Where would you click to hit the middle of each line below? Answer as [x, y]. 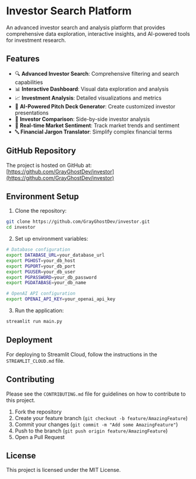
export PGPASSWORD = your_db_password [51, 277]
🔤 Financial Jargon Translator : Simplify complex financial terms [93, 132]
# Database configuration [38, 250]
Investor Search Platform [69, 11]
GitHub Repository [41, 151]
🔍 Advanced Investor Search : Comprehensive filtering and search [97, 73]
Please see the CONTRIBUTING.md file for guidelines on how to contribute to [96, 394]
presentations [31, 113]
